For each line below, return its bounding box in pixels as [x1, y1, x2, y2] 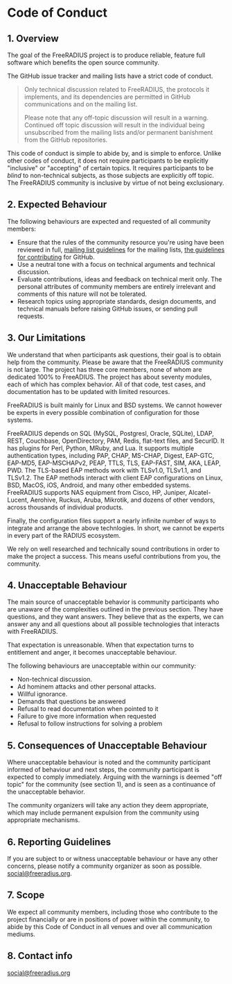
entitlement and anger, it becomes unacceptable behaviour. [7, 648, 177, 657]
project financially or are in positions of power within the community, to [7, 915, 210, 924]
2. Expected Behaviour [7, 199, 107, 211]
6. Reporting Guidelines [7, 836, 111, 848]
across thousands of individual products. [7, 502, 124, 511]
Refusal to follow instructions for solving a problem [17, 719, 163, 728]
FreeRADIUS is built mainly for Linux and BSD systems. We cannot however [7, 401, 222, 409]
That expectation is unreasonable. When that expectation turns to [7, 641, 195, 649]
